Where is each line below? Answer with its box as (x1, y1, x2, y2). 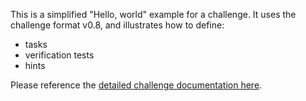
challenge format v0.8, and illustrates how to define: (10, 19, 225, 31)
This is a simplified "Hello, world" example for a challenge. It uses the (10, 9, 297, 20)
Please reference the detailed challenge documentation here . (10, 79, 263, 91)
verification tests (24, 49, 95, 61)
